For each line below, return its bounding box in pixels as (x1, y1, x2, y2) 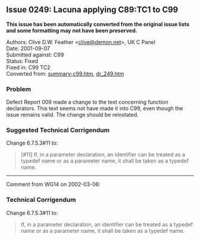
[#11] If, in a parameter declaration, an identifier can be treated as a (20, 151, 186, 158)
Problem (6, 85, 32, 93)
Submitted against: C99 (6, 51, 64, 58)
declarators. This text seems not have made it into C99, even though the (6, 105, 183, 112)
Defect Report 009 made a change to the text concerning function (6, 98, 168, 106)
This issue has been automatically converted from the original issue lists (6, 20, 189, 27)
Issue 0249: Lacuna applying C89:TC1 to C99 (6, 5, 179, 15)
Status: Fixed (6, 57, 39, 64)
